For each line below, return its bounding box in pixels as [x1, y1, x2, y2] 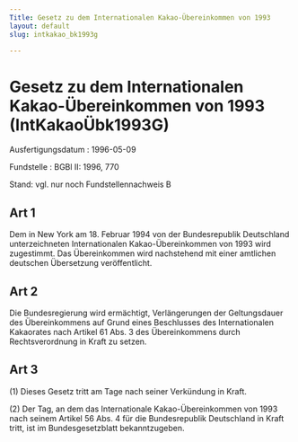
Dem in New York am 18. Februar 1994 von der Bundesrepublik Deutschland [9, 229, 290, 240]
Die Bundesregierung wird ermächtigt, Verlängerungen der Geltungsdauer [9, 307, 284, 318]
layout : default [9, 22, 70, 31]
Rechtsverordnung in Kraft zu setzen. [9, 336, 147, 347]
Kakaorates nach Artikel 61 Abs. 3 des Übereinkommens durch [9, 326, 241, 337]
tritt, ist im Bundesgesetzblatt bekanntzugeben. [9, 422, 185, 433]
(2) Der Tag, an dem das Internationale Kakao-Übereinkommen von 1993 [9, 403, 278, 414]
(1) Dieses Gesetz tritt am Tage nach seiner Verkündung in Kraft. [9, 385, 247, 396]
